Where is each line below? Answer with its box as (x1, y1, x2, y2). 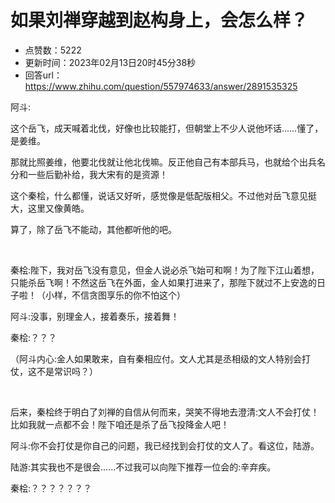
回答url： (24, 69, 63, 81)
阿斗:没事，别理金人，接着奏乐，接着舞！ (10, 310, 180, 322)
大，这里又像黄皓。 (10, 202, 90, 214)
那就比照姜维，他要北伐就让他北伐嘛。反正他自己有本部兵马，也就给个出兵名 (10, 156, 326, 168)
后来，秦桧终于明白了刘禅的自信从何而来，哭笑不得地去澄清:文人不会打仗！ (10, 406, 320, 418)
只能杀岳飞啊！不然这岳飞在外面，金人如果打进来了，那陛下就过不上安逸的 (10, 276, 317, 288)
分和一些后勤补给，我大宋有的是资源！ (10, 168, 168, 180)
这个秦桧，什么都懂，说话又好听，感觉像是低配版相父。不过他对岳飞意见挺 (10, 189, 317, 201)
